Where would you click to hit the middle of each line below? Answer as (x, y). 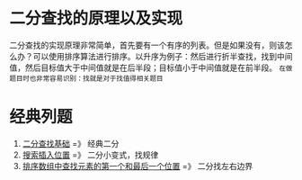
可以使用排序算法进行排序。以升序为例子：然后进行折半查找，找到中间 (163, 56)
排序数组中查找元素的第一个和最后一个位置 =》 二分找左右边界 (138, 166)
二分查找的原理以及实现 (96, 18)
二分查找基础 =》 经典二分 (71, 143)
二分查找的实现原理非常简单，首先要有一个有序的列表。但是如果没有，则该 (147, 45)
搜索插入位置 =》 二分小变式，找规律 (90, 155)
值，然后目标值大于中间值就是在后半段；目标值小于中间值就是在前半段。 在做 (151, 67)
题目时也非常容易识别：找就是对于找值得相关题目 (86, 78)
